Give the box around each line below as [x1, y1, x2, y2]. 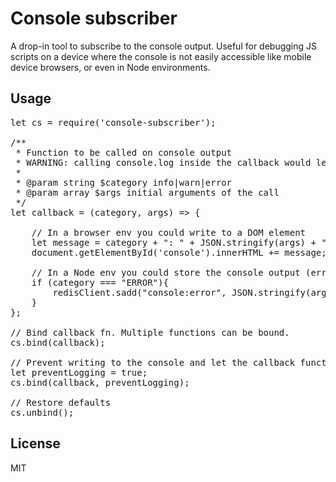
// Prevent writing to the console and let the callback [10, 357, 296, 368]
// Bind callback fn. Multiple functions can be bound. [10, 327, 290, 338]
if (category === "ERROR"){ [31, 277, 169, 288]
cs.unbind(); [10, 407, 75, 418]
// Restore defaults [10, 397, 112, 408]
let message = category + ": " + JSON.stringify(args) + [31, 237, 317, 248]
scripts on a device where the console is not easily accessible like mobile [10, 50, 312, 62]
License [10, 435, 61, 452]
